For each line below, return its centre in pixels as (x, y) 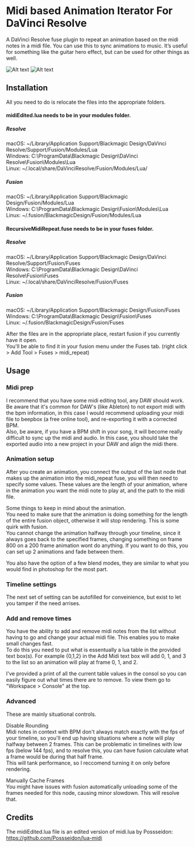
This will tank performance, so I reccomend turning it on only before (88, 763)
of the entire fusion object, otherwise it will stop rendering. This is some (93, 520)
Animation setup (30, 459)
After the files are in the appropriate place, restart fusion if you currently (93, 334)
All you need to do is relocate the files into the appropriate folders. (86, 102)
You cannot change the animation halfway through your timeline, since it (93, 533)
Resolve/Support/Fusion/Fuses (43, 263)
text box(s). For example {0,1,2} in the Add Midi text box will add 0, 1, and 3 (96, 656)
